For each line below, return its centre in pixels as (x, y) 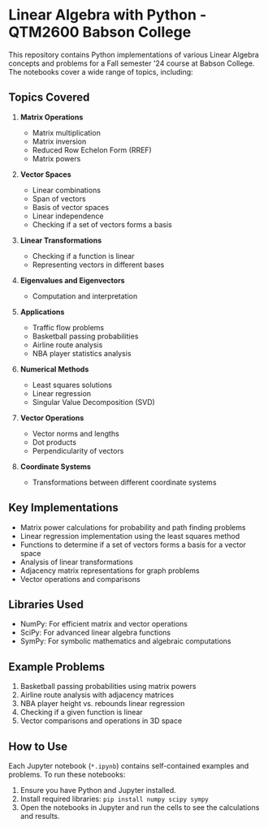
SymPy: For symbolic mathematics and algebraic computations (125, 641)
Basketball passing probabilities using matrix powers (108, 687)
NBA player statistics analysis (82, 353)
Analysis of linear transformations (77, 562)
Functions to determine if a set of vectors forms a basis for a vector (133, 545)
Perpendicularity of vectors (78, 450)
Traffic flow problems (68, 327)
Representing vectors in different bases (98, 265)
